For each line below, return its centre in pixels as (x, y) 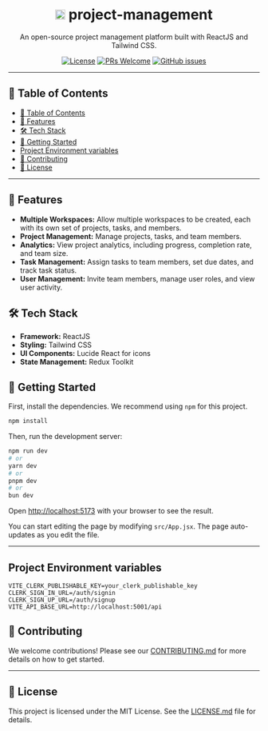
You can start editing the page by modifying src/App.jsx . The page (118, 526)
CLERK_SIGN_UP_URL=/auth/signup (62, 600)
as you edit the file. (68, 535)
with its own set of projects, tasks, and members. (100, 228)
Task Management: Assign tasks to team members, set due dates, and (136, 262)
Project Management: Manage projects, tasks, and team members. (130, 236)
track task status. (48, 270)
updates (22, 535)
